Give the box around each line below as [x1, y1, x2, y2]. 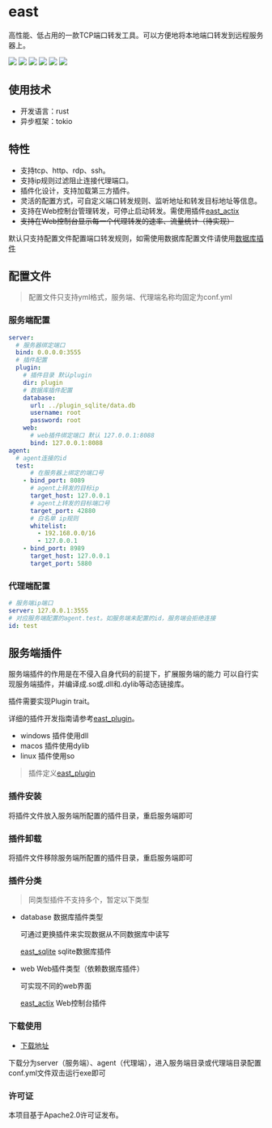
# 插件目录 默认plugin [23, 371, 92, 379]
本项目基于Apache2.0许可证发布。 [8, 1109, 123, 1120]
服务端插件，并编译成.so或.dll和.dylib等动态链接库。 [15, 679, 189, 689]
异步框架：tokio [19, 116, 73, 126]
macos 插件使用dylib [19, 741, 90, 751]
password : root [29, 417, 82, 425]
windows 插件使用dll [19, 731, 89, 741]
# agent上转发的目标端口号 [29, 499, 111, 507]
